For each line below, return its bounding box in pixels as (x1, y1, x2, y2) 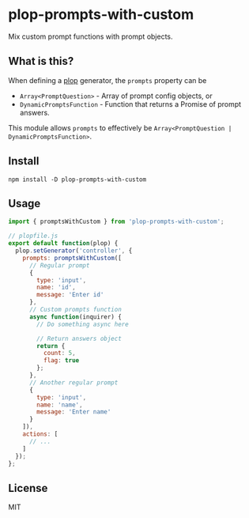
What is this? (8, 55, 74, 68)
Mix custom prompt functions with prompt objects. (8, 32, 173, 41)
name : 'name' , (36, 401, 83, 409)
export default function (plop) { (8, 240, 119, 248)
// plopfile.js (8, 232, 58, 240)
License (8, 481, 48, 495)
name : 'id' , (36, 283, 77, 292)
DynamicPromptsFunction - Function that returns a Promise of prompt (19, 99, 242, 108)
